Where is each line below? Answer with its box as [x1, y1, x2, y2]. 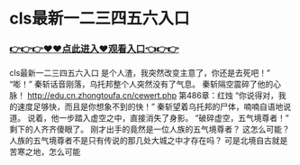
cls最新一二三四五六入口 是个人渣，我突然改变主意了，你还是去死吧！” [9, 68, 270, 78]
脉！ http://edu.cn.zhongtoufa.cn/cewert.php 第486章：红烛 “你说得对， [9, 90, 279, 101]
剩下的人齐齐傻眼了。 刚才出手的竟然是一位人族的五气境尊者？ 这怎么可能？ [9, 124, 290, 135]
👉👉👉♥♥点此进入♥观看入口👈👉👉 [9, 42, 179, 55]
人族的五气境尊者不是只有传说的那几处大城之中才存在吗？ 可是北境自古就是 [9, 135, 288, 146]
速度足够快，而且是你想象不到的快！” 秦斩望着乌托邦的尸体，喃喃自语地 [16, 101, 284, 113]
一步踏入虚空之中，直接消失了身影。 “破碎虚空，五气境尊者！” [58, 113, 290, 124]
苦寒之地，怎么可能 [9, 146, 81, 158]
